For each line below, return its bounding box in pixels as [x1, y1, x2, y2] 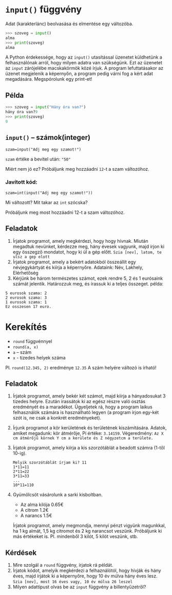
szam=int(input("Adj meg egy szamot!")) [5, 190, 93, 195]
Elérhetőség [12, 269, 39, 276]
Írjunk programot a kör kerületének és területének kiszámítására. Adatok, [12, 425, 167, 431]
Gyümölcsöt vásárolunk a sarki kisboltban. [12, 492, 103, 498]
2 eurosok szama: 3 [5, 295, 47, 300]
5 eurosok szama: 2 [5, 291, 47, 296]
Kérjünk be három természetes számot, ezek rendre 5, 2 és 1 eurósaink [12, 275, 163, 281]
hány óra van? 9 [5, 110, 38, 115]
